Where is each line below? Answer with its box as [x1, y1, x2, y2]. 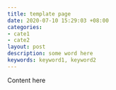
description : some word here [7, 50, 93, 57]
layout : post [7, 43, 46, 50]
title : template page [7, 10, 71, 18]
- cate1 [7, 30, 30, 38]
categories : [7, 23, 42, 30]
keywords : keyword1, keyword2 [7, 57, 97, 64]
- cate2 [7, 37, 30, 44]
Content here [7, 76, 46, 84]
